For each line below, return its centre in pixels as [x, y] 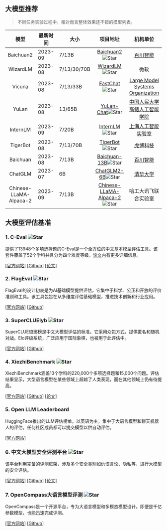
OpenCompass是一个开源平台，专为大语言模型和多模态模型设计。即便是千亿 [83, 507]
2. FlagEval [19, 279]
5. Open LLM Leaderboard [37, 409]
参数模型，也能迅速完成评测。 [36, 513]
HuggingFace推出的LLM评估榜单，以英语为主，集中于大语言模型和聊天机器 [82, 421]
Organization [144, 93]
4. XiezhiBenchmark [30, 362]
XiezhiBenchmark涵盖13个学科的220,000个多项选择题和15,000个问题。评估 [82, 373]
